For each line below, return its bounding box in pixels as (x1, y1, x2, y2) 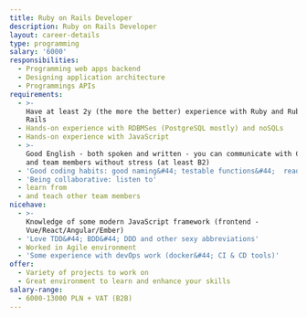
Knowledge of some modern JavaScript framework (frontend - (26, 217, 259, 227)
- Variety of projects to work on (17, 269, 149, 278)
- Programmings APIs (17, 81, 96, 90)
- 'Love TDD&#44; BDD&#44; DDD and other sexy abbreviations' (17, 234, 259, 243)
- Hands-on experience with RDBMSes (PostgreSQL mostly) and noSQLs (17, 124, 284, 133)
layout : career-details (9, 30, 101, 39)
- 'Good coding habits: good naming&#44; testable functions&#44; (17, 166, 276, 175)
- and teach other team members (17, 192, 142, 201)
